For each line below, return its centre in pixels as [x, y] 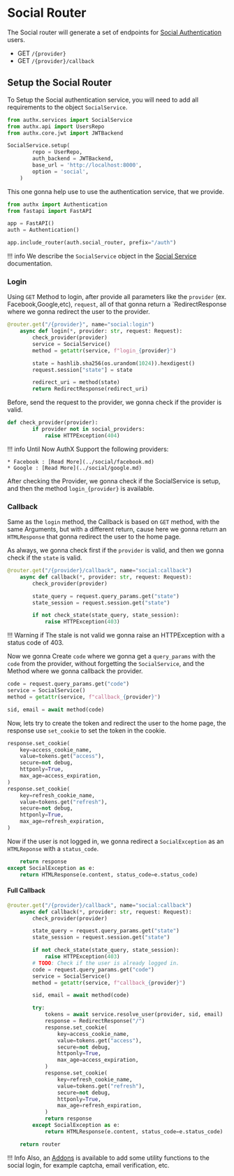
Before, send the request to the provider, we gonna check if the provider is [115, 402]
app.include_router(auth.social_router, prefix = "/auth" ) [92, 243]
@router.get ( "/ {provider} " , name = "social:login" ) [81, 325]
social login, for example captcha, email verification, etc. [88, 1165]
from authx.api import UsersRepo [56, 126]
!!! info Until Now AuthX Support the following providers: [88, 449]
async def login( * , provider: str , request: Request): [101, 331]
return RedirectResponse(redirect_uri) [90, 389]
